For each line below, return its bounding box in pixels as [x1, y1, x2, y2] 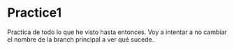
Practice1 [7, 5, 62, 21]
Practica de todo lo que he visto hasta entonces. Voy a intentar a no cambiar [7, 28, 227, 36]
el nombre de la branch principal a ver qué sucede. [7, 35, 154, 43]
